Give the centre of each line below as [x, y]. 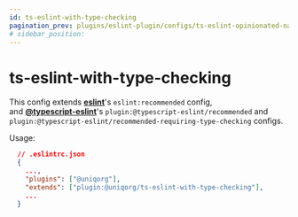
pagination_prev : [41, 26]
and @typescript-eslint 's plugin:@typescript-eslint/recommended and [139, 112]
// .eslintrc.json [51, 155]
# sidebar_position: [47, 34]
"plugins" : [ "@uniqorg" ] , [73, 179]
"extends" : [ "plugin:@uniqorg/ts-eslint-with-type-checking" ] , [145, 187]
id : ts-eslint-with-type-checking [73, 17]
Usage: [22, 138]
